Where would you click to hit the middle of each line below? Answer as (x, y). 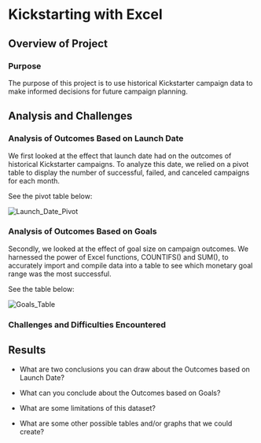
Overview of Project (58, 44)
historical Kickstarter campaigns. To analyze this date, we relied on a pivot (129, 164)
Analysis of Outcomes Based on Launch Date (96, 138)
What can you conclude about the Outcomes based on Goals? (120, 393)
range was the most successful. (60, 274)
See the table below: (41, 289)
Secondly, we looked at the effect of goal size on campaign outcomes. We (129, 249)
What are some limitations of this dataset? (87, 408)
